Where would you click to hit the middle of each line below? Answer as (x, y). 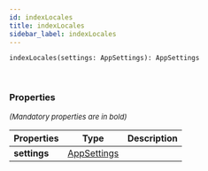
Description (153, 138)
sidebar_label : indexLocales (63, 34)
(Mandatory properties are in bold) (68, 117)
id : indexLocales (41, 17)
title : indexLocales (47, 26)
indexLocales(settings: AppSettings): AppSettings (104, 58)
